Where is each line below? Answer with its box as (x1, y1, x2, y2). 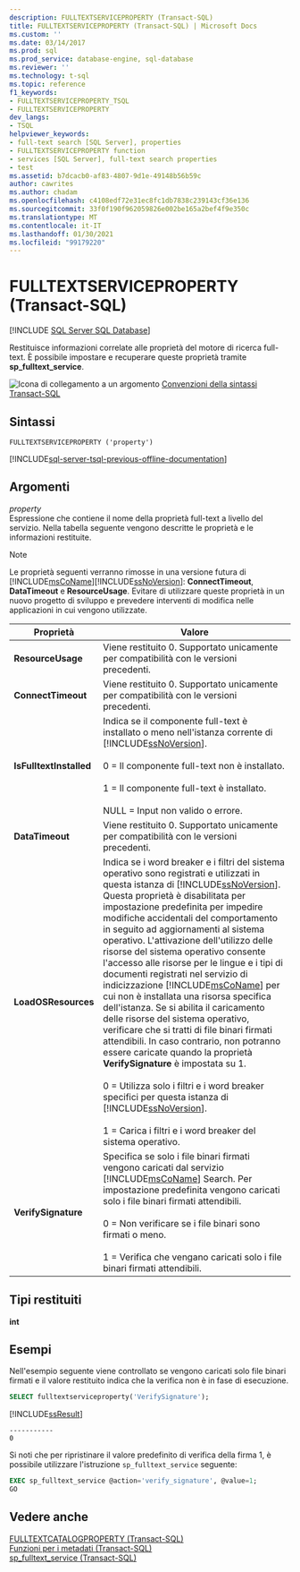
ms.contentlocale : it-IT (9, 221, 102, 230)
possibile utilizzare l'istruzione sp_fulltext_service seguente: (9, 1459, 237, 1470)
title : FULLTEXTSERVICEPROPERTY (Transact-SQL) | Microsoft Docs (9, 21, 257, 30)
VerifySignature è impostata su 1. (102, 1057, 247, 1070)
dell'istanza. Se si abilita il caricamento (102, 1001, 265, 1013)
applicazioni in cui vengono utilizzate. (9, 604, 147, 615)
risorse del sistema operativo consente (102, 945, 266, 958)
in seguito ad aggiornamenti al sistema (102, 923, 265, 936)
